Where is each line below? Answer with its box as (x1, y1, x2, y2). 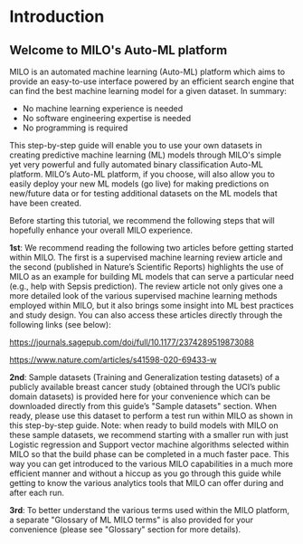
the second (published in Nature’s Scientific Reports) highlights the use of (9, 262, 284, 272)
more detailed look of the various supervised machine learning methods (9, 291, 278, 301)
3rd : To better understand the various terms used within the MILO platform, (9, 505, 290, 515)
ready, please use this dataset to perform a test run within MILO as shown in (9, 410, 294, 421)
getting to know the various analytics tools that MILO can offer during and (9, 478, 284, 488)
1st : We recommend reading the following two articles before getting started (9, 243, 294, 253)
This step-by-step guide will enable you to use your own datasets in (9, 140, 262, 150)
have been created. (9, 197, 82, 208)
